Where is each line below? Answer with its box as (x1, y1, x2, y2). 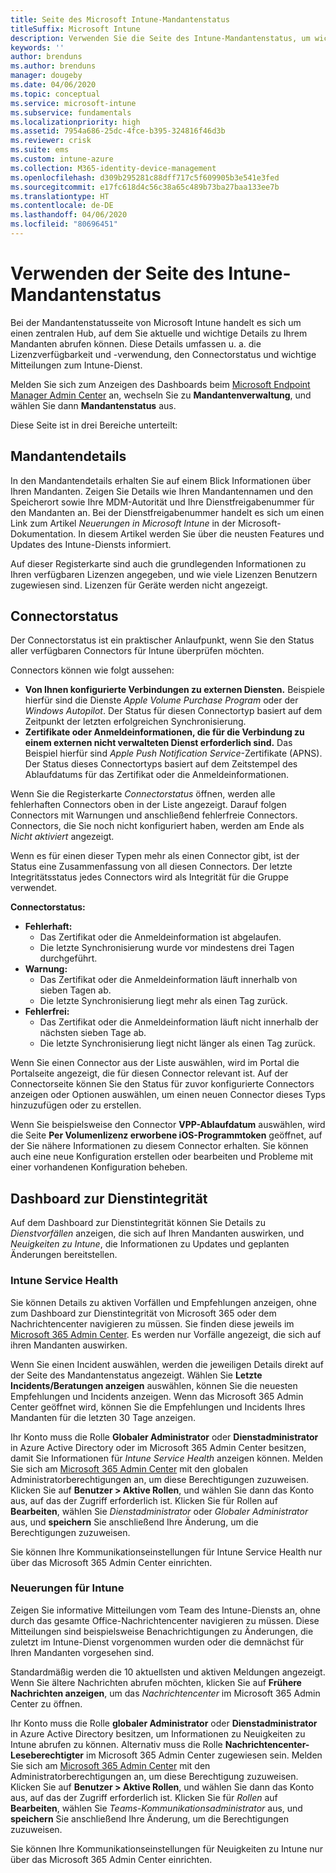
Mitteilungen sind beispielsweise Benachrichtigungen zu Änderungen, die (10, 1625, 314, 1637)
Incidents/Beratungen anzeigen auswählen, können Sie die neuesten (10, 1379, 298, 1391)
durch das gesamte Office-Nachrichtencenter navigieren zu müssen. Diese (10, 1614, 320, 1626)
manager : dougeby (10, 71, 83, 81)
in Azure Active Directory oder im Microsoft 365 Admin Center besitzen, (10, 1441, 307, 1453)
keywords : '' (10, 42, 65, 53)
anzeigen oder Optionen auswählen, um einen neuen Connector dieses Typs (10, 1089, 326, 1101)
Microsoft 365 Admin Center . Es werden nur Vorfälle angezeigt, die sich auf (10, 1328, 322, 1340)
